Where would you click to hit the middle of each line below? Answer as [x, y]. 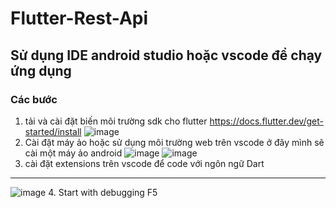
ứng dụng [41, 70]
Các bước [34, 99]
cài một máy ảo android [73, 153]
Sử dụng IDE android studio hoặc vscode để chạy [166, 55]
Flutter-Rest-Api [79, 18]
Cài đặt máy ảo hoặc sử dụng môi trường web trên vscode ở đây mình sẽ [174, 142]
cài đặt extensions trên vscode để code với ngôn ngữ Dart [144, 163]
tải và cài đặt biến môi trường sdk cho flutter [116, 121]
